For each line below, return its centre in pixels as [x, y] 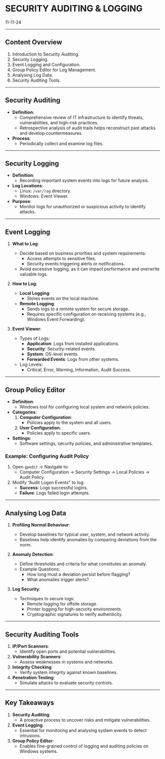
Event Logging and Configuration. [46, 64]
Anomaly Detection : [33, 555]
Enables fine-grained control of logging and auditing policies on [84, 746]
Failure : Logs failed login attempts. [55, 493]
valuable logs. [34, 274]
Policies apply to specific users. [59, 433]
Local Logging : [35, 293]
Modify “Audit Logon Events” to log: [48, 483]
